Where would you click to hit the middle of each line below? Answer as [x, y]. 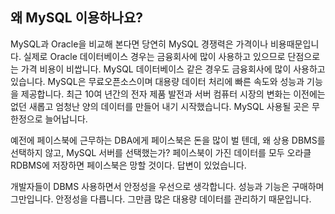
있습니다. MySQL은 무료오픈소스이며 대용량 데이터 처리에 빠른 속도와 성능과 [157, 81]
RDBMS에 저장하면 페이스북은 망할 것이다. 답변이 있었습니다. [128, 165]
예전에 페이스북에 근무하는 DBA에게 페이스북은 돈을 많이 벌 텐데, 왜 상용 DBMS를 [168, 140]
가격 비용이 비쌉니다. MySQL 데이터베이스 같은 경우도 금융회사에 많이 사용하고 [173, 69]
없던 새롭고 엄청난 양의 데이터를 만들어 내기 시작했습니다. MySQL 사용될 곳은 [160, 106]
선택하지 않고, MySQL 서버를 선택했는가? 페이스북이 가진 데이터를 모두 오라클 [161, 152]
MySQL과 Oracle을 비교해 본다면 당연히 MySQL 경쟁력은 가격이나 [139, 44]
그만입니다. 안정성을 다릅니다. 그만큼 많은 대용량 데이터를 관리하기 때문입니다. [161, 199]
